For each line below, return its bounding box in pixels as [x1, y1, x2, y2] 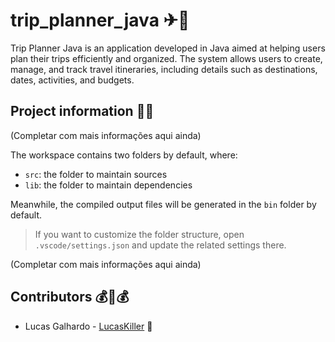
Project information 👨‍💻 [10, 103, 155, 120]
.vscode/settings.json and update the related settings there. [34, 239, 287, 251]
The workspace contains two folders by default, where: [10, 149, 238, 161]
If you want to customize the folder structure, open [34, 228, 245, 240]
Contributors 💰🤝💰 [10, 289, 130, 306]
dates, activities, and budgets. [10, 74, 135, 86]
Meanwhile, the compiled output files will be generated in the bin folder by [10, 198, 317, 210]
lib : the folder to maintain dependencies [24, 179, 193, 191]
